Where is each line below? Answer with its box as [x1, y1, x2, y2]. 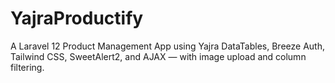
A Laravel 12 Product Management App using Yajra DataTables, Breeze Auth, [10, 40, 325, 52]
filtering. [10, 61, 45, 73]
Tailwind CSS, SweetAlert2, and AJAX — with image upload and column [10, 50, 307, 62]
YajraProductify [10, 7, 144, 30]
